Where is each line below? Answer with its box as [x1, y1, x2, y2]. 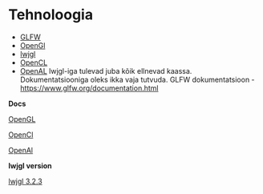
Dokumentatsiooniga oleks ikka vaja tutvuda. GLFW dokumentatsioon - [19, 75, 255, 84]
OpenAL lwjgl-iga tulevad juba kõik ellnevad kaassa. [19, 66, 192, 75]
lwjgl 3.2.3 [8, 176, 42, 186]
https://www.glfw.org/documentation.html [19, 83, 159, 93]
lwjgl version [8, 160, 52, 170]
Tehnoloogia [8, 6, 94, 24]
